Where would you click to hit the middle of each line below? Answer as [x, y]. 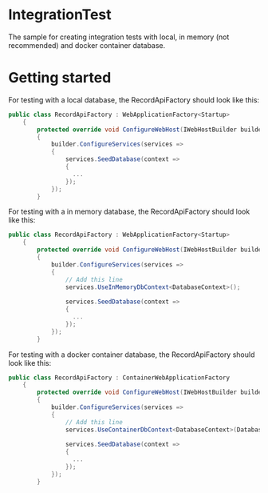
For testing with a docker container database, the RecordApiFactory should [132, 355]
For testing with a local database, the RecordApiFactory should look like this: [134, 100]
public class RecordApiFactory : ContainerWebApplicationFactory [119, 378]
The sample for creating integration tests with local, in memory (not [119, 37]
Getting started [60, 78]
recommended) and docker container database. [87, 45]
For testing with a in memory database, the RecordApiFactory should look [129, 212]
